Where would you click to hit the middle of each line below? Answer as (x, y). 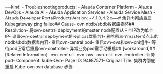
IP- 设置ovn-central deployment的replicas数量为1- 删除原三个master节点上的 (82, 36)
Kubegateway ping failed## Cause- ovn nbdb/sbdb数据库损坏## (70, 24)
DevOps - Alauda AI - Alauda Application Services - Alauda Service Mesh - (80, 12)
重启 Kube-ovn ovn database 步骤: (39, 67)
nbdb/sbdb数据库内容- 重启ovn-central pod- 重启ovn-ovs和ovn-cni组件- (78, 42)
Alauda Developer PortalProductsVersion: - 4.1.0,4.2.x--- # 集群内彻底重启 (79, 18)
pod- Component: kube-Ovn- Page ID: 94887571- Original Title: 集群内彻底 (80, 61)
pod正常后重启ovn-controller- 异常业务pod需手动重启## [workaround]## (82, 48)
